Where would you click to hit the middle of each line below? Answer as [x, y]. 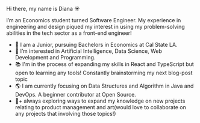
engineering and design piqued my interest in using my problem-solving [95, 27]
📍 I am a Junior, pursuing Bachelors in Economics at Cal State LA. [96, 45]
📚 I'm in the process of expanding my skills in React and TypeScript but [104, 64]
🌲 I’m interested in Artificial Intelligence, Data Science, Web [89, 51]
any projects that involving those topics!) [65, 114]
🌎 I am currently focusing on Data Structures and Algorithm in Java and [104, 86]
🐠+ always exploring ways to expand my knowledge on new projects [100, 101]
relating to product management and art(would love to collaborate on [101, 107]
